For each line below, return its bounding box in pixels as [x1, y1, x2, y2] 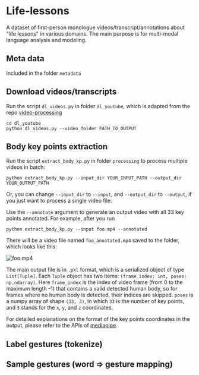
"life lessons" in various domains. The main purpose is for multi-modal [6, 30, 179, 37]
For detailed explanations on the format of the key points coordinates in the [6, 316, 190, 323]
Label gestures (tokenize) [6, 339, 103, 349]
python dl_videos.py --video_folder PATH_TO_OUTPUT [6, 125, 137, 131]
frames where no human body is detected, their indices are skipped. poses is [6, 291, 194, 298]
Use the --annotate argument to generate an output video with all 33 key [6, 209, 184, 216]
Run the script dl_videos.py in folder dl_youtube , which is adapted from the [6, 102, 191, 109]
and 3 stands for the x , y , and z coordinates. [6, 304, 113, 311]
